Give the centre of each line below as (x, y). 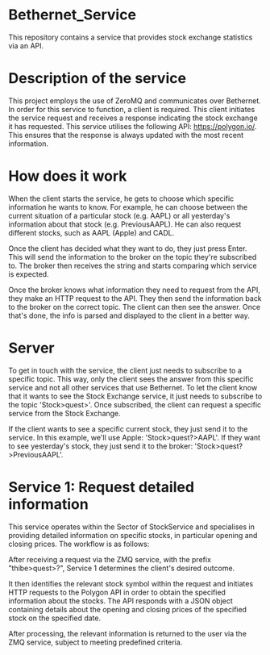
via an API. (26, 45)
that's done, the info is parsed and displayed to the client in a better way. (129, 315)
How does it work (68, 176)
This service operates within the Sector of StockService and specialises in (132, 527)
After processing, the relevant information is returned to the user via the (128, 633)
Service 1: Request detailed (102, 487)
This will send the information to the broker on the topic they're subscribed (133, 257)
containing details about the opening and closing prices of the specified (128, 609)
